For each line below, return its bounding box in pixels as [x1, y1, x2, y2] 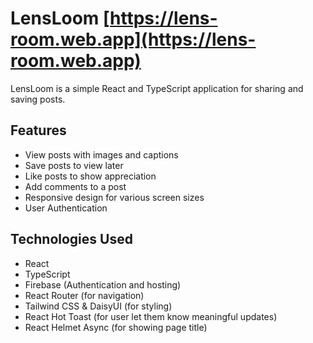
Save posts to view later [24, 159, 124, 171]
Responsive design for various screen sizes [24, 191, 205, 203]
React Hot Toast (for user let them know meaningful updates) [24, 310, 278, 322]
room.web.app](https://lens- [10, 28, 257, 51]
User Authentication [24, 202, 108, 214]
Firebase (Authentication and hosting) [24, 278, 182, 291]
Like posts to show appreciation [24, 170, 157, 182]
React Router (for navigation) [24, 289, 145, 301]
